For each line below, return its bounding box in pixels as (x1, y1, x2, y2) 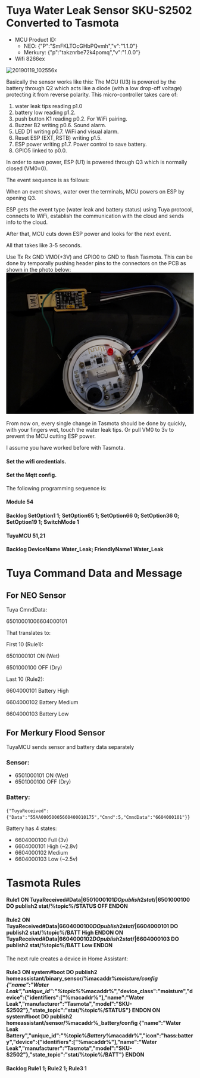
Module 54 (6, 498, 34, 505)
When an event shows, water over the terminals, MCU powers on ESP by (6, 188, 185, 195)
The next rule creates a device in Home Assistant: (6, 955, 129, 962)
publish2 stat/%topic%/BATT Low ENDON (6, 941, 113, 948)
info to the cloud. (6, 219, 48, 226)
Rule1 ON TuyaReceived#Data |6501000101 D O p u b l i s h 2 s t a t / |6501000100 (6, 896, 190, 904)
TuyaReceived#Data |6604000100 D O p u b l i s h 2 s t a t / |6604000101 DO (6, 922, 179, 929)
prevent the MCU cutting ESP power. (6, 432, 96, 440)
